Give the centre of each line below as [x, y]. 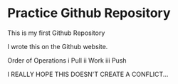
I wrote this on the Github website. [58, 46]
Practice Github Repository [89, 13]
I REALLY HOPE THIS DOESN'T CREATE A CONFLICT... [88, 74]
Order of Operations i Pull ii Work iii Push [67, 60]
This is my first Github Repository [56, 33]
